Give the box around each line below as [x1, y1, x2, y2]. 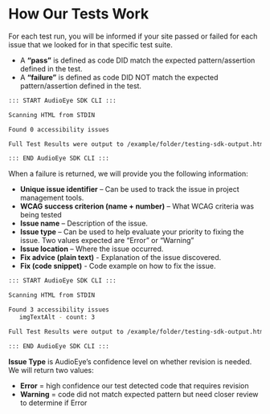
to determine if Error [19, 398, 88, 408]
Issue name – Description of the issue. [19, 218, 149, 229]
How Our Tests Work [8, 5, 149, 23]
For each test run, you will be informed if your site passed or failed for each [8, 31, 258, 41]
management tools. [19, 193, 84, 203]
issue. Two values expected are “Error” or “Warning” [19, 236, 194, 246]
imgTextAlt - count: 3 [18, 313, 95, 321]
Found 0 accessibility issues [8, 125, 110, 133]
